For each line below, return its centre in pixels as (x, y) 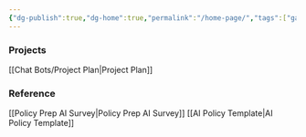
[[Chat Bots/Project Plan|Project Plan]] (81, 69)
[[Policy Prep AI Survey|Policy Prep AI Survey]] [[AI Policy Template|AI (141, 113)
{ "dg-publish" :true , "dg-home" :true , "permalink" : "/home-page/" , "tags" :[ (148, 18)
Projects (27, 49)
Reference (32, 93)
